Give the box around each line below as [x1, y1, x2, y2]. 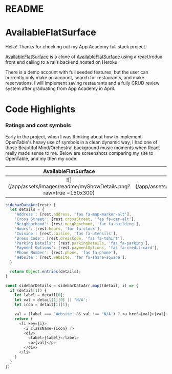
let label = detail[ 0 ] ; [14, 293, 66, 298]
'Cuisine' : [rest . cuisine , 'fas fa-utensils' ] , [14, 231, 118, 236]
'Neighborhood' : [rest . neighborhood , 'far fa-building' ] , [14, 222, 141, 227]
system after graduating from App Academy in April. [5, 85, 115, 92]
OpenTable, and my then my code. [5, 155, 78, 162]
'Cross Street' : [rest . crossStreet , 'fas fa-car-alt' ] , [14, 217, 137, 222]
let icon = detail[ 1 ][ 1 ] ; [14, 302, 70, 308]
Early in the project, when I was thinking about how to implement [5, 133, 142, 139]
